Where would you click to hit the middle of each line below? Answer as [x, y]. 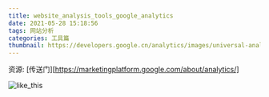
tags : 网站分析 [31, 30]
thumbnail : [26, 46]
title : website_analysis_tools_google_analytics [91, 16]
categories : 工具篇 [39, 38]
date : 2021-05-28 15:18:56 [53, 23]
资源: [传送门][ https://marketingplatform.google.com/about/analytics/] [124, 70]
